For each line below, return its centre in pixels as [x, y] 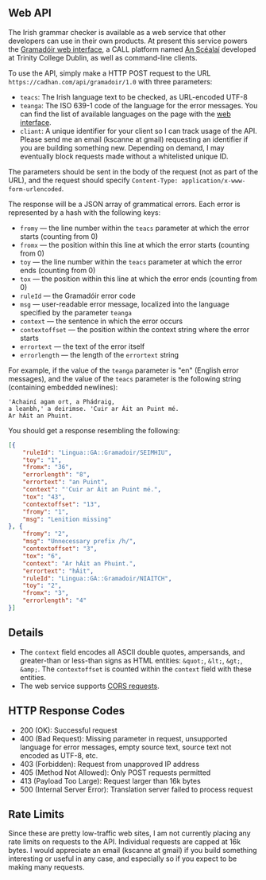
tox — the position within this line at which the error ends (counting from [139, 279]
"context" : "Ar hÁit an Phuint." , [79, 563]
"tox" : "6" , [42, 556]
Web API [30, 13]
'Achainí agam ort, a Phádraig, [62, 401]
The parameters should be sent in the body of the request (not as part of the [133, 171]
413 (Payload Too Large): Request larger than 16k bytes [110, 780]
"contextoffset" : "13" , [62, 504]
